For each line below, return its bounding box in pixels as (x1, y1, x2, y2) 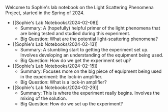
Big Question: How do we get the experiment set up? (20, 58, 131, 63)
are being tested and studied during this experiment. (20, 31, 131, 36)
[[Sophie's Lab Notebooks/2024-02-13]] (12, 41, 98, 47)
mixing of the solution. (20, 95, 67, 101)
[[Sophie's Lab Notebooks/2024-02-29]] (12, 85, 99, 91)
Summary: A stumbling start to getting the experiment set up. (20, 47, 149, 52)
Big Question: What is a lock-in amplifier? (20, 79, 107, 85)
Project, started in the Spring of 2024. (5, 10, 85, 16)
